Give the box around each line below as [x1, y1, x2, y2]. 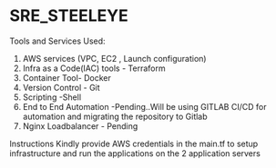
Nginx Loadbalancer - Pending [22, 120, 138, 132]
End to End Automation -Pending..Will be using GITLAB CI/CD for [22, 101, 267, 112]
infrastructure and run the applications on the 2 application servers [9, 147, 261, 159]
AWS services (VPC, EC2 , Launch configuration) [22, 53, 207, 64]
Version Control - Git [22, 82, 100, 93]
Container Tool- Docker [22, 72, 112, 83]
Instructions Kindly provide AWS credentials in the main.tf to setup [9, 138, 259, 149]
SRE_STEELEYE [9, 5, 129, 26]
